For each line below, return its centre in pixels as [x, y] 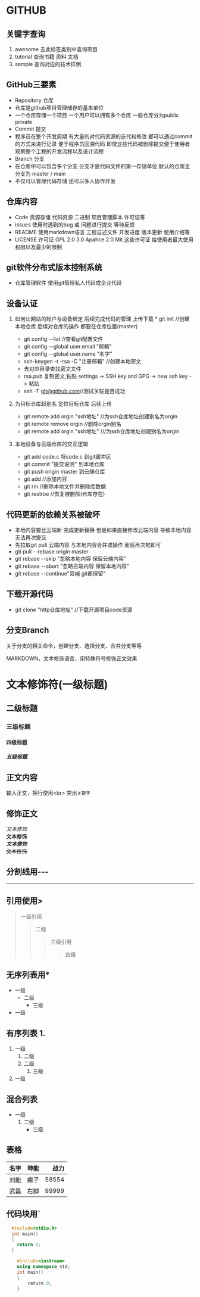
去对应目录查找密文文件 [52, 369]
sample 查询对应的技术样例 [48, 64]
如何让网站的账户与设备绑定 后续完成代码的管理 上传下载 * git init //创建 [102, 319]
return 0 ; [29, 1245]
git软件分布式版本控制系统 [54, 268]
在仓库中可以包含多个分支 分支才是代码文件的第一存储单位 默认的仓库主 [102, 166]
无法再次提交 [30, 537]
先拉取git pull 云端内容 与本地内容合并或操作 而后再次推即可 [88, 545]
